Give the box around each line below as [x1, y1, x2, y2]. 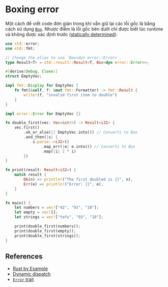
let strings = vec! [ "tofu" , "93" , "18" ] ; [14, 215, 103, 220]
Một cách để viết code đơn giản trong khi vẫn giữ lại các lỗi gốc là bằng [5, 20, 155, 27]
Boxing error [5, 4, 60, 15]
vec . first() [14, 125, 40, 131]
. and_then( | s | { [23, 135, 58, 140]
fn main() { [5, 200, 31, 205]
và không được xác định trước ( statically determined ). [5, 31, 118, 37]
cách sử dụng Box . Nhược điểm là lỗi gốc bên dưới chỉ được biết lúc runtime [5, 25, 163, 32]
